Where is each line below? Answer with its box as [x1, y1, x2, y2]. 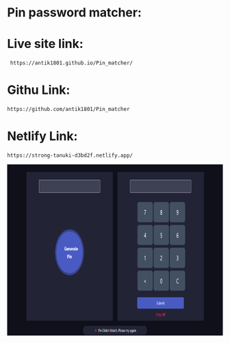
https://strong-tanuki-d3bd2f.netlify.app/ [7, 152, 133, 159]
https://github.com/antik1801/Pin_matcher [7, 106, 130, 113]
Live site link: [7, 36, 84, 52]
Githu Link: [7, 82, 71, 98]
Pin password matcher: [7, 5, 142, 21]
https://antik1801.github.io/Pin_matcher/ [10, 60, 133, 66]
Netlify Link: [7, 129, 78, 144]
